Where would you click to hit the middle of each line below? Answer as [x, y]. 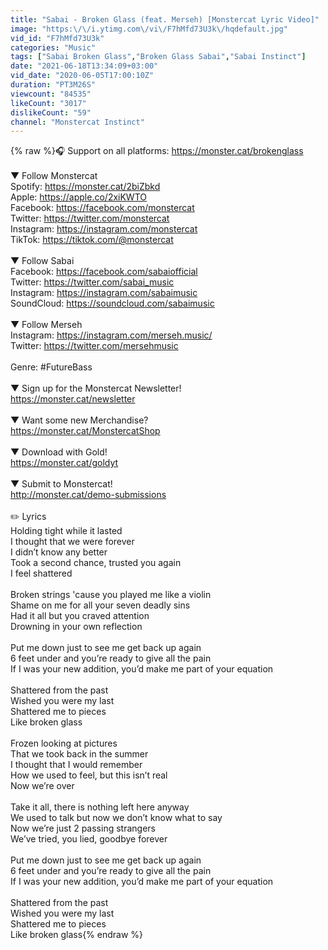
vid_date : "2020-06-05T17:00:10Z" [82, 76]
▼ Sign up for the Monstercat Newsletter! [96, 388]
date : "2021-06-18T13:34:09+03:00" [84, 66]
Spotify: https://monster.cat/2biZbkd [85, 187]
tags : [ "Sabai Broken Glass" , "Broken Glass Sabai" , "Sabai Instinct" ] [158, 57]
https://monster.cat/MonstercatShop [85, 431]
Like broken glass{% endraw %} [77, 935]
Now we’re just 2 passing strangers [83, 828]
